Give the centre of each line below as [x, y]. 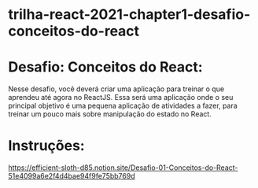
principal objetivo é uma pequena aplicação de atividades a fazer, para [123, 106]
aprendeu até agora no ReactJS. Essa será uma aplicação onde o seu [121, 98]
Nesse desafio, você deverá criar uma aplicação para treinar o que [116, 89]
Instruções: [46, 146]
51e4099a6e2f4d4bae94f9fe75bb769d [72, 176]
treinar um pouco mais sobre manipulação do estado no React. [110, 114]
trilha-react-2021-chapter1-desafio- [129, 15]
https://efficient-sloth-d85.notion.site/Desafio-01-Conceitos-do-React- [123, 168]
